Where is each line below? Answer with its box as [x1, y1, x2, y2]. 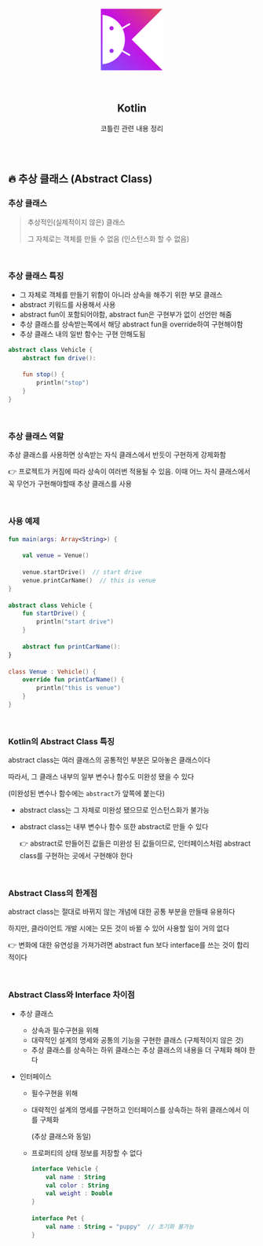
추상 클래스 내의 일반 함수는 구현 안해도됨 [19, 329, 146, 338]
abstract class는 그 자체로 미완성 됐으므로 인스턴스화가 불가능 [19, 806, 210, 815]
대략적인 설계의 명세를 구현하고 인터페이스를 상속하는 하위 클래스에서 [31, 1105, 242, 1114]
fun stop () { [22, 371, 65, 378]
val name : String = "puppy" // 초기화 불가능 [46, 1222, 195, 1230]
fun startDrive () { [22, 609, 86, 618]
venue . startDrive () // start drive [22, 568, 143, 576]
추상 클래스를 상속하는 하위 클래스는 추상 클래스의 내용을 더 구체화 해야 [31, 1045, 247, 1054]
